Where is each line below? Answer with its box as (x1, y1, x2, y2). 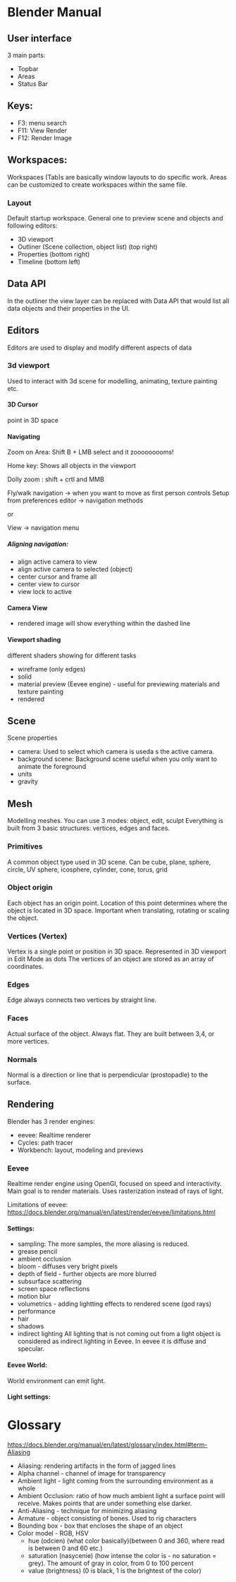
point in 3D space (7, 416, 58, 425)
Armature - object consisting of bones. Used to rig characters (17, 1514, 197, 1523)
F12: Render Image (17, 133, 73, 142)
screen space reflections (17, 1285, 90, 1293)
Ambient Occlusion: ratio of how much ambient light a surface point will (17, 1492, 225, 1500)
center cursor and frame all (17, 572, 97, 581)
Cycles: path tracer (17, 1138, 74, 1147)
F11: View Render (17, 126, 68, 135)
